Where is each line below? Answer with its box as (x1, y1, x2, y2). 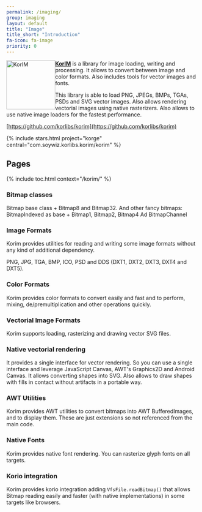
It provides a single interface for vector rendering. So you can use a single (6, 359, 193, 366)
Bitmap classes (6, 190, 53, 199)
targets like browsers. (6, 499, 61, 506)
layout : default (6, 20, 48, 26)
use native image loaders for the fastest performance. (6, 111, 142, 118)
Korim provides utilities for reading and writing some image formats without (6, 240, 196, 247)
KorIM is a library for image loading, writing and (55, 59, 176, 67)
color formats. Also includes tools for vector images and (55, 73, 197, 80)
